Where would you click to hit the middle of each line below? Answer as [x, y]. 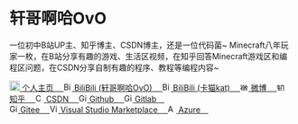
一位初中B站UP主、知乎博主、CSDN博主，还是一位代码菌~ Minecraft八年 [145, 45]
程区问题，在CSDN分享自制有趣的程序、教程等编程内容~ [114, 67]
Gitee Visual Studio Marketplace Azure [110, 110]
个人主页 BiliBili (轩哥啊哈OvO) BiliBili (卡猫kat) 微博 [144, 87]
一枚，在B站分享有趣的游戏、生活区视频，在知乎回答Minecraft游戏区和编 [152, 56]
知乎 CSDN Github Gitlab [83, 99]
